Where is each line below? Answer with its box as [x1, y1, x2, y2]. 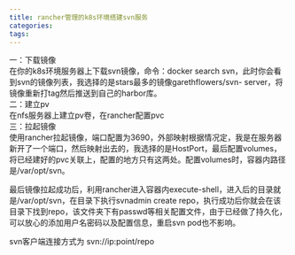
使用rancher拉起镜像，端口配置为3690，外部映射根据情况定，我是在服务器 [9, 132, 282, 143]
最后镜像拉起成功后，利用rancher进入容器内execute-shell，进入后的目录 [9, 184, 274, 195]
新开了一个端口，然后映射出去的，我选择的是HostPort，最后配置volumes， [9, 143, 282, 154]
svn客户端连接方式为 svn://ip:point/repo [9, 236, 155, 247]
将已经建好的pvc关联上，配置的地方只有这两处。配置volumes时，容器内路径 [9, 154, 286, 165]
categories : [9, 21, 53, 30]
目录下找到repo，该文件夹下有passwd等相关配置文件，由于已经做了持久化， [9, 206, 288, 217]
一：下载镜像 [9, 55, 56, 66]
